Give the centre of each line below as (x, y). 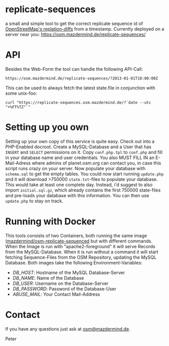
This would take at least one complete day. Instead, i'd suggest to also (79, 184)
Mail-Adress (18, 163)
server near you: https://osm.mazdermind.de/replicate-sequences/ (76, 34)
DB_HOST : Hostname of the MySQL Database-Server (69, 272)
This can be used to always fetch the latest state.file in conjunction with (80, 88)
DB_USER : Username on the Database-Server (60, 283)
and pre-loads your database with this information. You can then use (77, 195)
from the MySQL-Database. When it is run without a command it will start (82, 252)
